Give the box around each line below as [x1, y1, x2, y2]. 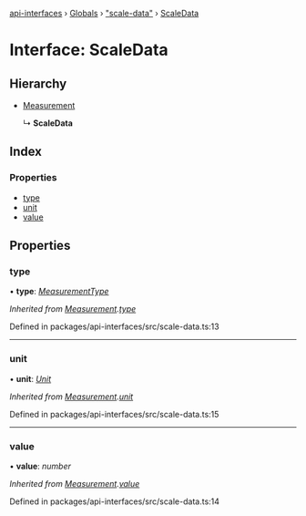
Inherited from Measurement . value [9, 478, 140, 489]
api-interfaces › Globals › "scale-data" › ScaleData [9, 8, 199, 18]
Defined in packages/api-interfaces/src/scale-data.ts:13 [9, 321, 220, 332]
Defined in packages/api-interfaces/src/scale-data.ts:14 [9, 496, 220, 507]
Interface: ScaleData [9, 40, 168, 60]
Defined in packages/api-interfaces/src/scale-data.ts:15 [9, 408, 219, 419]
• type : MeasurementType [9, 286, 109, 297]
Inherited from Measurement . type [9, 304, 137, 315]
